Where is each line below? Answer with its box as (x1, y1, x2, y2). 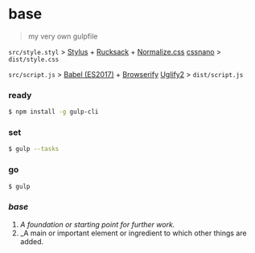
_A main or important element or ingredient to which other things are (19, 228, 247, 238)
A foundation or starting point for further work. (19, 219, 175, 229)
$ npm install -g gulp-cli (8, 108, 99, 116)
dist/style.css (8, 55, 60, 63)
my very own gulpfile (27, 31, 98, 41)
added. (19, 236, 44, 246)
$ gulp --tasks (8, 145, 60, 153)
